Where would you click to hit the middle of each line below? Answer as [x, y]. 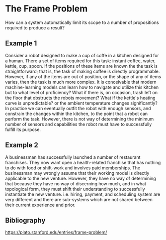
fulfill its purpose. [23, 129]
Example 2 [22, 145]
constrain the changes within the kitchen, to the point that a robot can [77, 114]
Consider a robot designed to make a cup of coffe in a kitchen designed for [82, 55]
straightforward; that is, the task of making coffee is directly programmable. [83, 71]
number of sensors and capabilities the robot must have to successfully [79, 124]
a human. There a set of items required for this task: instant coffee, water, [80, 61]
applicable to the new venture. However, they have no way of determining [81, 178]
